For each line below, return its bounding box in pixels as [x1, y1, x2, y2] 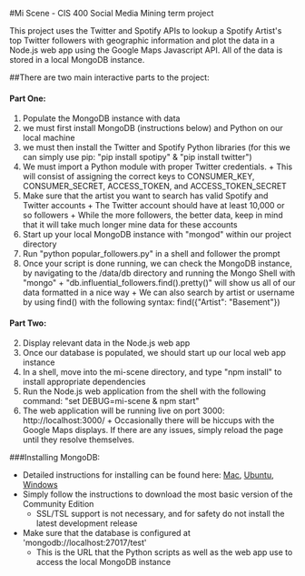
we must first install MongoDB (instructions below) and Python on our [22, 123, 283, 134]
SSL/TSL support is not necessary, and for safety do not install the [35, 509, 285, 520]
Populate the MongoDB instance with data [22, 113, 181, 124]
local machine [22, 132, 75, 144]
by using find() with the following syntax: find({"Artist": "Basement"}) [22, 297, 280, 308]
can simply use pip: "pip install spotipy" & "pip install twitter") [22, 152, 252, 163]
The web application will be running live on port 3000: [22, 405, 225, 417]
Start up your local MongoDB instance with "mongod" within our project [22, 229, 292, 240]
